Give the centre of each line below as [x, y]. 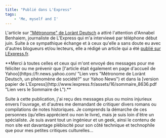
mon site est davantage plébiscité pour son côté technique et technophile [80, 125]
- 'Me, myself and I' [36, 19]
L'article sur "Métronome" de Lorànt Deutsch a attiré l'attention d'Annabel [80, 33]
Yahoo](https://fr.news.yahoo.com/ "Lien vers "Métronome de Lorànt [75, 74]
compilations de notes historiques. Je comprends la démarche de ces [76, 109]
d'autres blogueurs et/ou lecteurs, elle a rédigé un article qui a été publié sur [83, 49]
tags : [11, 14]
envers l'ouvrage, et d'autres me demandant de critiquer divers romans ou [81, 104]
